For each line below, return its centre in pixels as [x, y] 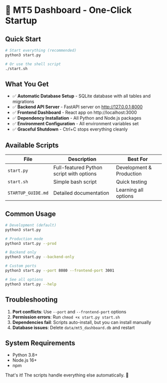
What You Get [27, 84]
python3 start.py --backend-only [40, 257]
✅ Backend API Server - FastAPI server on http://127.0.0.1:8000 [78, 107]
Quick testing [131, 182]
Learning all [130, 190]
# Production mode [24, 239]
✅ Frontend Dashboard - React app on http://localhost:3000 [75, 113]
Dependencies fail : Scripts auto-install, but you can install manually [82, 322]
